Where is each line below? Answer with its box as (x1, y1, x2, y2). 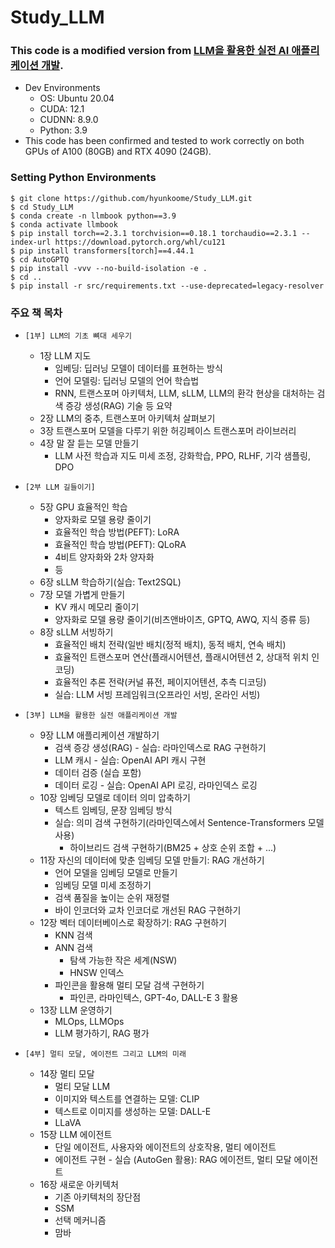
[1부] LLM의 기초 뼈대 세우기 (24, 331, 132, 341)
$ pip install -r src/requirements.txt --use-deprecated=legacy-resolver (10, 281, 325, 291)
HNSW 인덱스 (69, 967, 125, 979)
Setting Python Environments (10, 171, 157, 185)
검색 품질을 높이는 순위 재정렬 (54, 892, 170, 904)
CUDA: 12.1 (39, 103, 85, 115)
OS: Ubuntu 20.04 (39, 92, 115, 105)
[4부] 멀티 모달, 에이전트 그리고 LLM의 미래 (24, 1049, 187, 1060)
